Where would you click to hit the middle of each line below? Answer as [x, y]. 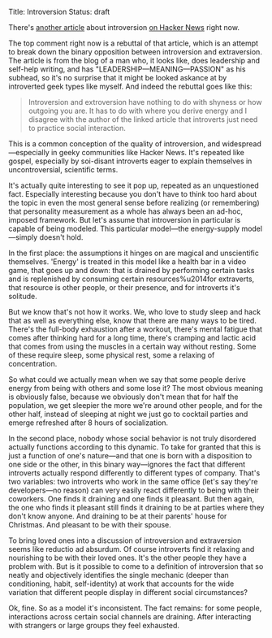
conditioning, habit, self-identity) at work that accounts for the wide [121, 584]
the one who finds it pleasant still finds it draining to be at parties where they [136, 508]
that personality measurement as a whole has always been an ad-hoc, [126, 211]
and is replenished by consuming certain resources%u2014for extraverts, [132, 279]
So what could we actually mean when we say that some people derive [127, 380]
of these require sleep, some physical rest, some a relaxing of [112, 355]
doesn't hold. [61, 237]
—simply [23, 237]
